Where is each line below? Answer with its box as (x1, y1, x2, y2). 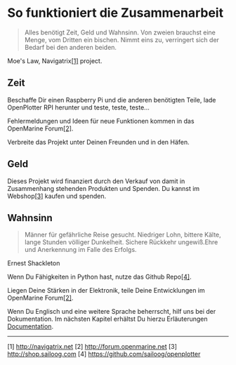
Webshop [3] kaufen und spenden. (7, 192, 107, 200)
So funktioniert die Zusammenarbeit (7, 5, 223, 21)
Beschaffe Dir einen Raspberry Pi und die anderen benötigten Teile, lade (7, 95, 216, 104)
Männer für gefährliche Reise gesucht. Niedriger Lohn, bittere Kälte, (24, 230, 221, 239)
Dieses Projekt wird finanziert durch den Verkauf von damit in (7, 177, 185, 185)
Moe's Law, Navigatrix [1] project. (7, 56, 103, 65)
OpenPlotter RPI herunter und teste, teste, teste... (7, 103, 150, 112)
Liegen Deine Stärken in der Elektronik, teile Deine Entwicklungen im (7, 286, 205, 295)
